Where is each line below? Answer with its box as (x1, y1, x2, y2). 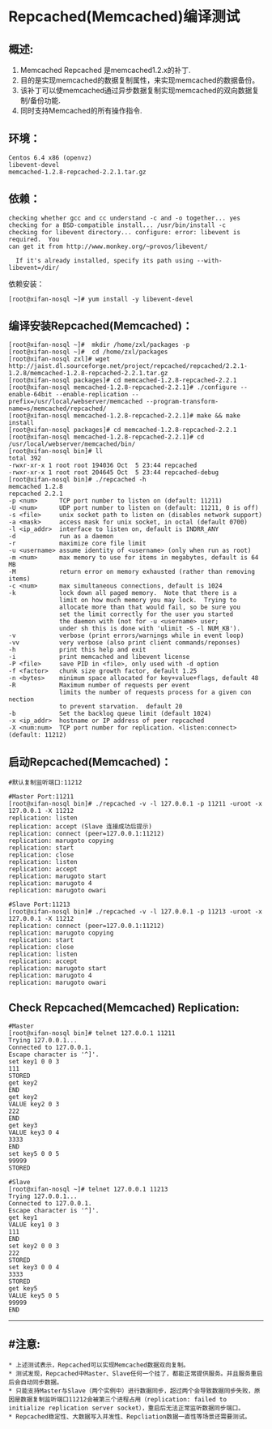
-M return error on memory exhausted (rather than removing (8, 568, 255, 576)
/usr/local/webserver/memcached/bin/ (8, 440, 136, 448)
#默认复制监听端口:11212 (8, 779, 83, 787)
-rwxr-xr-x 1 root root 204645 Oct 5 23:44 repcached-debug (8, 468, 219, 477)
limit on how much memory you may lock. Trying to (59, 597, 237, 605)
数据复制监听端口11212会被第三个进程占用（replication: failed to (19, 1395, 227, 1403)
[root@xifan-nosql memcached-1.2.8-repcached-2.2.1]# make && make (8, 412, 241, 420)
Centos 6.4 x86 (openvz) (8, 153, 92, 162)
